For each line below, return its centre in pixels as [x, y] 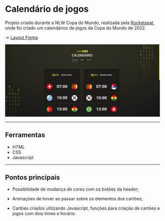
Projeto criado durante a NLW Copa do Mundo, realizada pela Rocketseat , [80, 23]
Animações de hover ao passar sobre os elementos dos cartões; [77, 199]
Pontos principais [33, 177]
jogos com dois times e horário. [44, 214]
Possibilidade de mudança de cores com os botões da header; [75, 189]
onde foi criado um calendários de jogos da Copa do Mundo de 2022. [76, 28]
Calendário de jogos [47, 9]
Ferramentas [25, 135]
